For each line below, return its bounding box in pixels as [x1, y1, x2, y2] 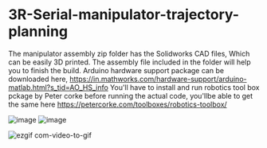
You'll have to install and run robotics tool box [110, 82, 260, 92]
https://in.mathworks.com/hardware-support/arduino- [69, 74, 247, 84]
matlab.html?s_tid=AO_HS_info [8, 82, 109, 92]
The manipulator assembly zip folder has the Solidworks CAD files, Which [8, 49, 250, 58]
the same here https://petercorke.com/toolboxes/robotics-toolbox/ [8, 99, 227, 109]
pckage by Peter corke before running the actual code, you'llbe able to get [8, 91, 253, 100]
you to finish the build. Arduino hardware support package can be [8, 65, 225, 75]
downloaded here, [8, 74, 69, 84]
